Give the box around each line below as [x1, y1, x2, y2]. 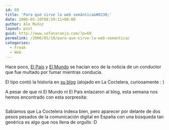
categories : [5, 40, 30, 46]
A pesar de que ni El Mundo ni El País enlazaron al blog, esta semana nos [5, 89, 158, 95]
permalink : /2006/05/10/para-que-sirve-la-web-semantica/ [5, 36, 130, 41]
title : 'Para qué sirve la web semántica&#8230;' [5, 12, 112, 17]
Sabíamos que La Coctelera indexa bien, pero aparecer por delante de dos [5, 108, 161, 114]
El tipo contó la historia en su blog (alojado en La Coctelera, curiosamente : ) [5, 79, 164, 85]
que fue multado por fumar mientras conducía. [5, 69, 103, 75]
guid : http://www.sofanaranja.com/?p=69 [5, 31, 92, 36]
